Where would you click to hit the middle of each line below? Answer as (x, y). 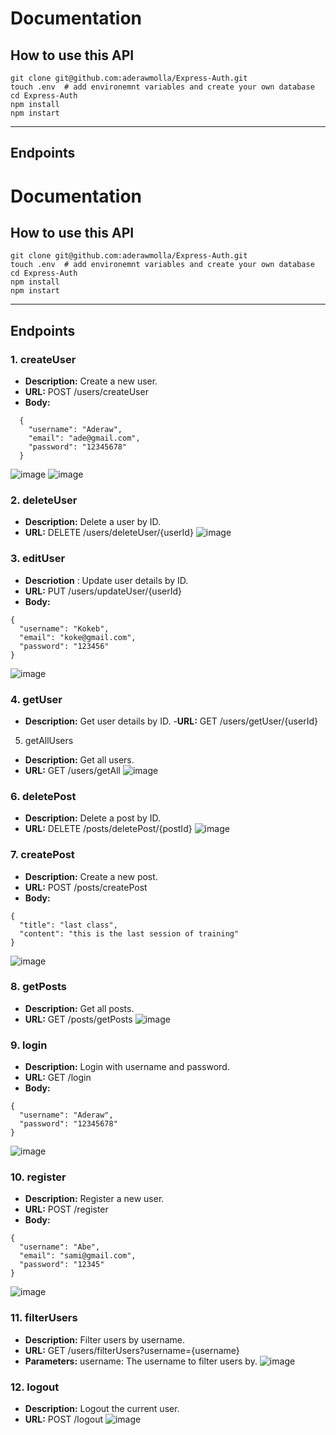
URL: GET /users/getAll (72, 770)
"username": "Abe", (60, 1247)
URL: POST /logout (63, 1419)
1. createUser (43, 359)
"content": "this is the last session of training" (129, 933)
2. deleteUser (44, 500)
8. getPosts (38, 987)
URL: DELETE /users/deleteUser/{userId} (109, 533)
